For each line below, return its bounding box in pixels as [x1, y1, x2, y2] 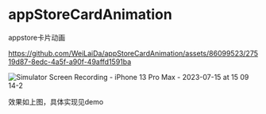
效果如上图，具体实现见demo [8, 97, 104, 106]
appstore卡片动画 [8, 32, 66, 42]
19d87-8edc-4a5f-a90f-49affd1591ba [8, 57, 132, 66]
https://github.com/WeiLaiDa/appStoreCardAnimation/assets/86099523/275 [8, 48, 258, 58]
